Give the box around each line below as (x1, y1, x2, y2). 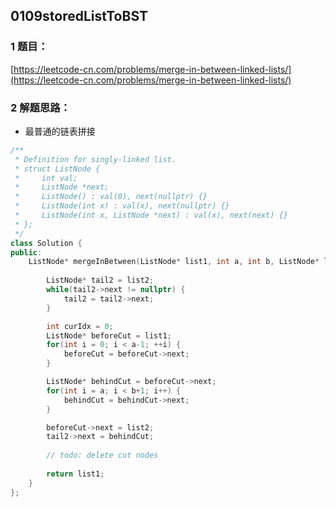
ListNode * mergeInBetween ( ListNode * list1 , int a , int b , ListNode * (28, 257, 320, 267)
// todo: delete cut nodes (46, 450, 159, 461)
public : (10, 247, 43, 258)
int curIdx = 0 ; (46, 321, 114, 331)
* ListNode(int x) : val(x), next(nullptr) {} (14, 201, 230, 211)
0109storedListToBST (10, 8, 148, 25)
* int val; (14, 173, 78, 183)
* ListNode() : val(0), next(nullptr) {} (14, 192, 208, 202)
